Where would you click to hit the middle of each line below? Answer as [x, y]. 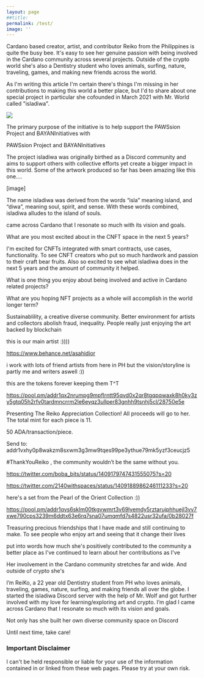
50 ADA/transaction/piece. [40, 432]
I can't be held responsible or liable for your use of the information [89, 662]
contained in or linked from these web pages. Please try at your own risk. [98, 668]
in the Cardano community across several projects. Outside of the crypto [98, 59]
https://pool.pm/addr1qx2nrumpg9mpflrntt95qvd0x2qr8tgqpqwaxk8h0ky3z [102, 395]
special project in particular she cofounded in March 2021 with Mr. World [98, 97]
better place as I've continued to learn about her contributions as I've [93, 553]
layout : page [23, 12]
